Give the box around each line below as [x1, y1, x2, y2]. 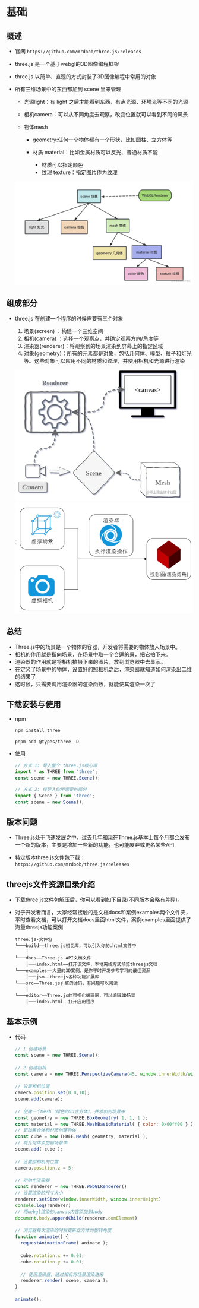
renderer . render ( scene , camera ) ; [20, 1278, 109, 1284]
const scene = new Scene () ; [14, 799, 85, 805]
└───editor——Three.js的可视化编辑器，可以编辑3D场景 [14, 993, 135, 999]
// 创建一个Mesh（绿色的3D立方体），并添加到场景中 [14, 1109, 126, 1114]
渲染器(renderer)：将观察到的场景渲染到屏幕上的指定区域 [23, 343, 163, 350]
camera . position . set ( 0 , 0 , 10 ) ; [14, 1090, 90, 1096]
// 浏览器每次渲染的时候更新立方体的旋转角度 [14, 1227, 112, 1234]
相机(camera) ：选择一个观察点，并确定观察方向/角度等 [23, 335, 159, 342]
